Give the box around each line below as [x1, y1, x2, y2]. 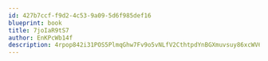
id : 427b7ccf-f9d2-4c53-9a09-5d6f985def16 [8, 11, 152, 20]
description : [8, 41, 52, 49]
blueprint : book [8, 19, 62, 27]
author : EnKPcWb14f [8, 33, 73, 42]
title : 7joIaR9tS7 [8, 26, 69, 34]
